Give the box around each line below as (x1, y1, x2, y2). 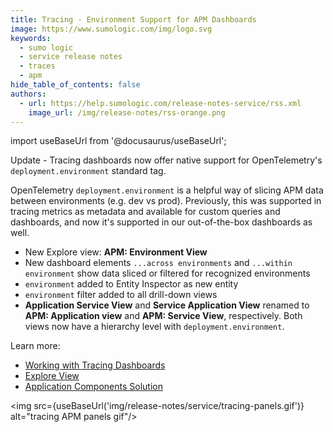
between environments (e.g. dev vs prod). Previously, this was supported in (10, 195, 322, 207)
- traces (19, 61, 56, 71)
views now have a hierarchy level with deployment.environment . (24, 321, 285, 333)
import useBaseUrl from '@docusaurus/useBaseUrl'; (10, 135, 227, 147)
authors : (10, 89, 47, 99)
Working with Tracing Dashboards (24, 359, 166, 371)
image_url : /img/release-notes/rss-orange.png (28, 107, 226, 118)
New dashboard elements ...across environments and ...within (24, 257, 293, 269)
